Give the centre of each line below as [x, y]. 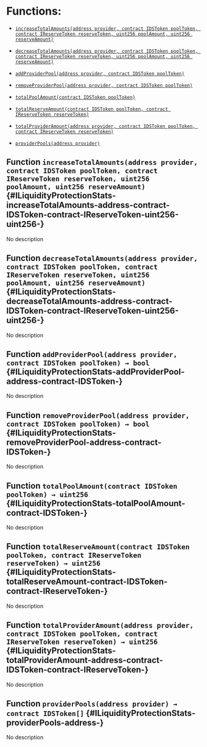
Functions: [34, 11]
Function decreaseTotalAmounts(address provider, [102, 258]
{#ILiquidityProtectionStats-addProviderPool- [96, 371]
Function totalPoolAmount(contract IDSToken [92, 485]
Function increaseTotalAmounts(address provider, [102, 162]
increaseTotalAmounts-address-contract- [88, 205]
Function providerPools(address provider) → [92, 704]
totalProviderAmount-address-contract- [85, 660]
